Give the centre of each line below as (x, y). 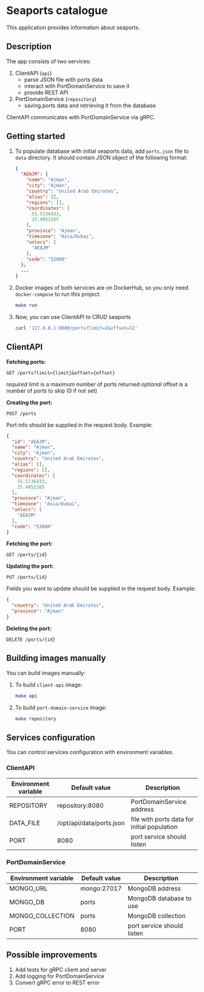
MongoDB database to (159, 898)
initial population (154, 826)
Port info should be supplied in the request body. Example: (80, 425)
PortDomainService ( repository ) (56, 99)
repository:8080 (80, 805)
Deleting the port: (29, 628)
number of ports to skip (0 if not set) (52, 391)
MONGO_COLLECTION (42, 915)
